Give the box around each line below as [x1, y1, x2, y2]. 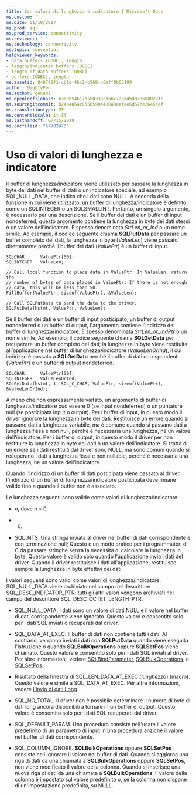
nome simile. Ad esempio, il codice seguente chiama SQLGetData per [6, 334, 174, 341]
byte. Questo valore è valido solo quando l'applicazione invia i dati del [14, 553, 183, 560]
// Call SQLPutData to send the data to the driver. [6, 300, 137, 306]
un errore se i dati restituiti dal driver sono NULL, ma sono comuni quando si [6, 446, 190, 453]
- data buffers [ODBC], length [6, 57, 82, 63]
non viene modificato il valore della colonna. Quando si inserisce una [14, 763, 181, 770]
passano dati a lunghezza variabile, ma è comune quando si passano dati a [6, 421, 187, 428]
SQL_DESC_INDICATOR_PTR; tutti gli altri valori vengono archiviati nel [6, 589, 174, 596]
